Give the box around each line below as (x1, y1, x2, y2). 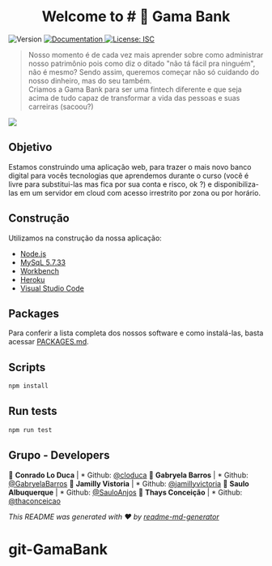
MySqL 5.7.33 (19, 257, 66, 267)
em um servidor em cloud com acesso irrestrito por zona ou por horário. (19, 188, 261, 197)
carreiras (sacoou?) (28, 102, 95, 111)
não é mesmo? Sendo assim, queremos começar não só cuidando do (28, 67, 260, 76)
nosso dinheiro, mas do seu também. (28, 76, 152, 85)
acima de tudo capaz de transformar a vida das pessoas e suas (28, 93, 240, 102)
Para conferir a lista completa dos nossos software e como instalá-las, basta (8, 328, 264, 338)
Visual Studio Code (19, 283, 85, 293)
